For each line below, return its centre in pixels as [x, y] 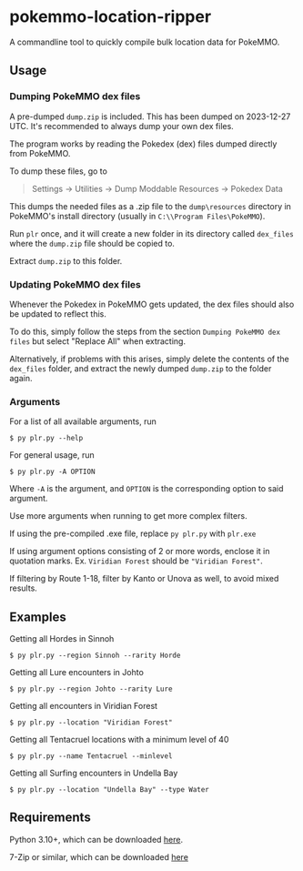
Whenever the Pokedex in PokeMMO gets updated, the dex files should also [152, 304]
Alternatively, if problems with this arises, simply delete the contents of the [149, 359]
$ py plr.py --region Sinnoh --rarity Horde [95, 656]
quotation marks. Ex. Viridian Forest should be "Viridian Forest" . [136, 561]
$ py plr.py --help [46, 439]
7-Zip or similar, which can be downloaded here [99, 856]
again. [21, 378]
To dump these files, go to [58, 171]
